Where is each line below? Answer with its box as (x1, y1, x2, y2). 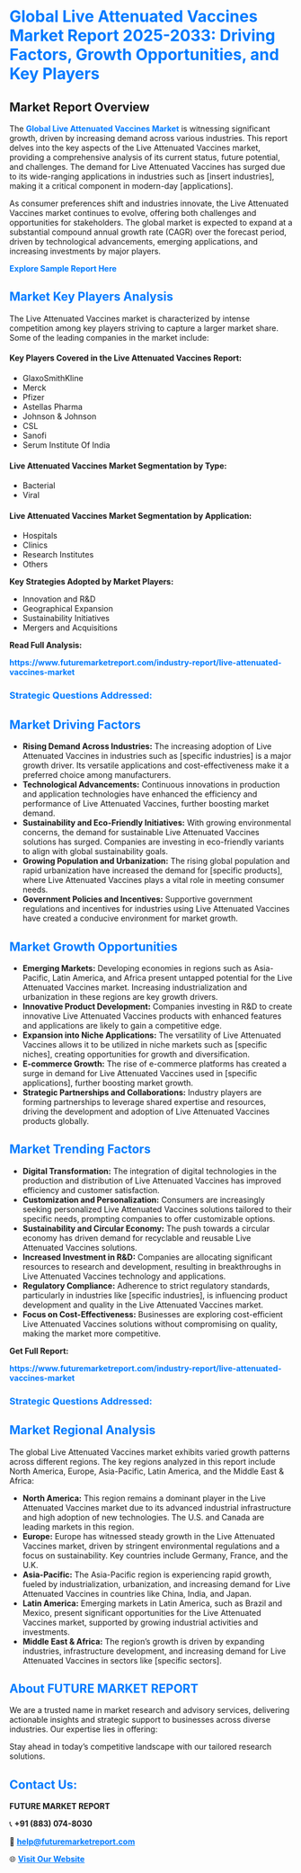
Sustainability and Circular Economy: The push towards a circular (22, 1223, 270, 1234)
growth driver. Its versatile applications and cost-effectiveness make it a (22, 760, 289, 771)
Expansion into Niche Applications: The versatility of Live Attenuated (22, 1030, 281, 1040)
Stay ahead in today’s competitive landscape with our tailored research (9, 1742, 272, 1753)
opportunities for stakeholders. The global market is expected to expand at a (9, 218, 293, 227)
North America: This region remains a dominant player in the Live (22, 1493, 267, 1503)
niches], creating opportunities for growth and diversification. (22, 1048, 250, 1059)
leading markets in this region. (22, 1521, 135, 1532)
